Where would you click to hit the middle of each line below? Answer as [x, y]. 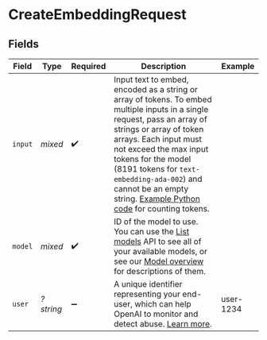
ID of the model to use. [156, 222]
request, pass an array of [161, 119]
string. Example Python [157, 199]
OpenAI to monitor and [156, 314]
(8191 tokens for [146, 169]
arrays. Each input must [158, 139]
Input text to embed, [151, 79]
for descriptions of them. [160, 271]
